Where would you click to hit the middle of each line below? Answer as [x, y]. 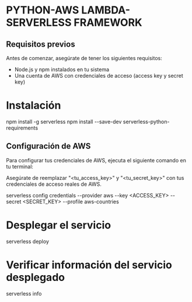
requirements [22, 128]
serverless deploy [28, 241]
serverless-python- [146, 122]
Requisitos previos [41, 44]
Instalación [34, 105]
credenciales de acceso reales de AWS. [54, 184]
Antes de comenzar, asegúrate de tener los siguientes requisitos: [84, 58]
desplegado [36, 277]
